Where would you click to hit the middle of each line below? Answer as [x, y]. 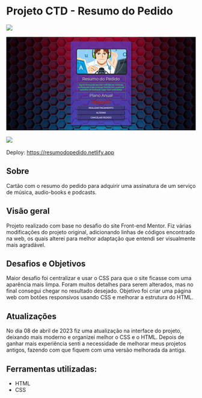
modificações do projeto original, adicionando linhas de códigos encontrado [101, 232]
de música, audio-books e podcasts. [52, 192]
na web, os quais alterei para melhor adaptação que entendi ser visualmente [101, 238]
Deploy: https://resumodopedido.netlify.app [60, 152]
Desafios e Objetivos [46, 264]
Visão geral [28, 211]
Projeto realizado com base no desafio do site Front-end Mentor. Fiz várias [99, 225]
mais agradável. [26, 244]
